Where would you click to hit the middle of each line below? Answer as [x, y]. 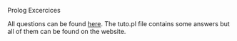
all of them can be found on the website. [67, 31]
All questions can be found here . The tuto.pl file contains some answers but [118, 24]
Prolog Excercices [34, 10]
